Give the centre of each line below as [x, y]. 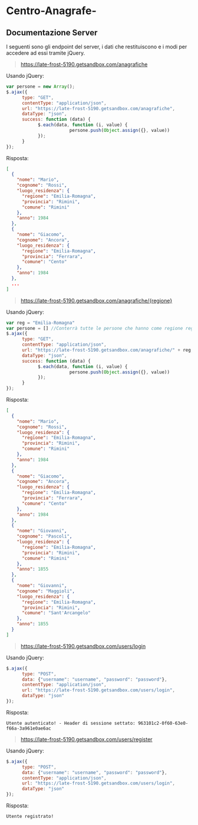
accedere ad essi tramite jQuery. [46, 53]
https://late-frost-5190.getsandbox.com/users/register [86, 739]
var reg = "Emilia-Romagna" [41, 323]
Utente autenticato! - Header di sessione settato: [71, 723]
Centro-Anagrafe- [51, 11]
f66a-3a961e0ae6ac [29, 728]
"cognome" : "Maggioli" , [46, 591]
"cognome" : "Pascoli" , [44, 536]
